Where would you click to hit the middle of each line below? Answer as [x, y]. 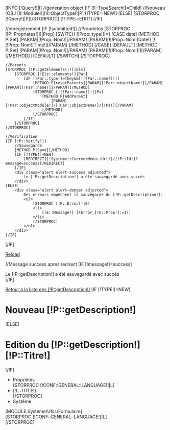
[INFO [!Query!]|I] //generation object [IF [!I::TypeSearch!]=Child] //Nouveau [85, 8]
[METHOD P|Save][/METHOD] [42, 150]
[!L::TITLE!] [25, 390]
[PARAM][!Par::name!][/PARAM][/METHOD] [48, 87]
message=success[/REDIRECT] [35, 163]
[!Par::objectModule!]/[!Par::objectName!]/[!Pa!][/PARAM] [69, 105]
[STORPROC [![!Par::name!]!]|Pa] [68, 92]
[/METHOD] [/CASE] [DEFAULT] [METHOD [113, 45]
